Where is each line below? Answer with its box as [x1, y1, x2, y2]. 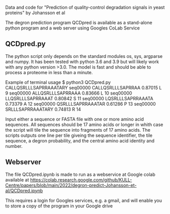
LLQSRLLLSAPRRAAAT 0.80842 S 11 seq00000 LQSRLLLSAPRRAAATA [5, 95, 154, 101]
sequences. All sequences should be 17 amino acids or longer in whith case [5, 121, 163, 128]
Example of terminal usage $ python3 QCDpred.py [5, 79, 111, 85]
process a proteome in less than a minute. [5, 69, 93, 75]
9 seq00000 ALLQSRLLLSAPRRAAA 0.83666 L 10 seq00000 [5, 90, 132, 96]
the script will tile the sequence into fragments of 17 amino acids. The [5, 127, 151, 133]
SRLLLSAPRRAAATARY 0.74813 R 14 [5, 106, 81, 112]
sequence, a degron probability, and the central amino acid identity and [5, 137, 155, 144]
